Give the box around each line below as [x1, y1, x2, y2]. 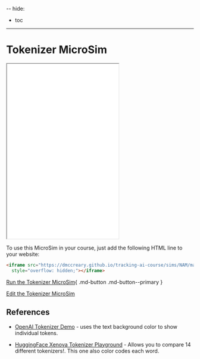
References [6, 307, 50, 317]
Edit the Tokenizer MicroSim [6, 290, 76, 297]
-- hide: [6, 5, 25, 12]
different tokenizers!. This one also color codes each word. [14, 347, 160, 354]
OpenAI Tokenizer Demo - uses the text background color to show [14, 323, 177, 330]
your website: [6, 250, 40, 258]
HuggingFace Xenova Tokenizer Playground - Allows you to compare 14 [14, 341, 192, 348]
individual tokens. [14, 329, 58, 336]
